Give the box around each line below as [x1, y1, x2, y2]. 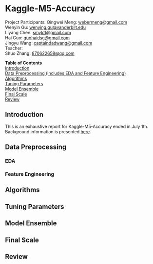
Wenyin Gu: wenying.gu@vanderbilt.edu [5, 24, 86, 30]
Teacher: [5, 45, 23, 51]
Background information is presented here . [5, 128, 91, 135]
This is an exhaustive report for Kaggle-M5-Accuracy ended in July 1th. [5, 123, 149, 129]
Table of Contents [5, 60, 42, 66]
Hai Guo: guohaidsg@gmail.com [5, 35, 70, 41]
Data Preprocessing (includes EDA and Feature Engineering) [5, 70, 126, 76]
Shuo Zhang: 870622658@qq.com [5, 50, 75, 56]
